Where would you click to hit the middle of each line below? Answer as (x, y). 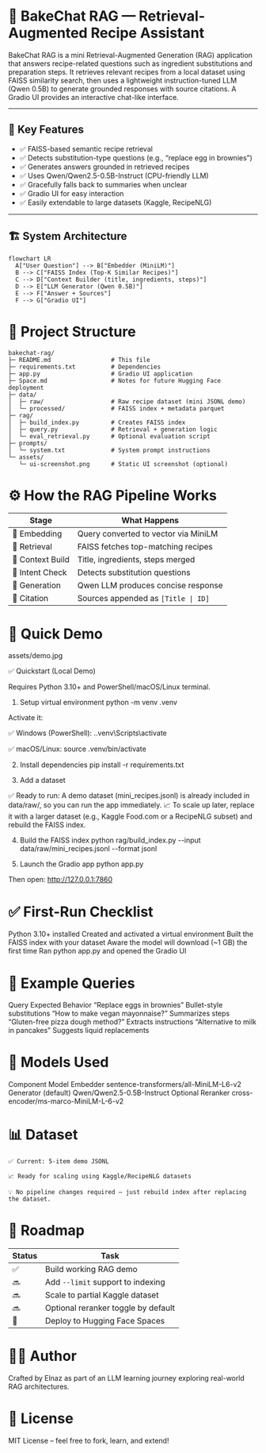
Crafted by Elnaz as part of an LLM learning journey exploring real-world (127, 1378)
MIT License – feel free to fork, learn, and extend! (89, 1440)
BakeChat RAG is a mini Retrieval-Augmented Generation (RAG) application (131, 55)
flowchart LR (30, 258)
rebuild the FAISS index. (47, 825)
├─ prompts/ (28, 443)
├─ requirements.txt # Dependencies (84, 367)
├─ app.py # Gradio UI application (101, 374)
